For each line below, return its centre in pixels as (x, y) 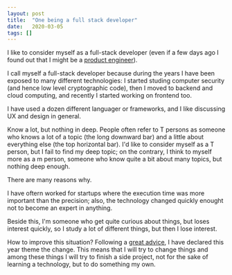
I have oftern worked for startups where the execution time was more (106, 193)
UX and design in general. (44, 116)
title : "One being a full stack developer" (72, 20)
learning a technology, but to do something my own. (81, 265)
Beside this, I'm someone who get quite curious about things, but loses (108, 222)
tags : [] (20, 33)
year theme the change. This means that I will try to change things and (108, 249)
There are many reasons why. (50, 180)
